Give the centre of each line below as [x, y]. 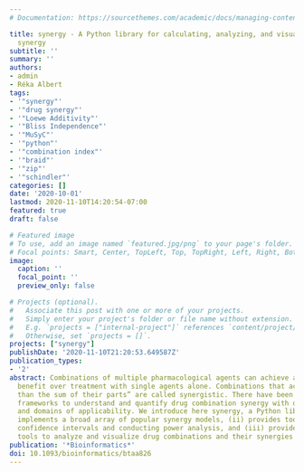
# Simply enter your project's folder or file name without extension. [152, 319]
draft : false [34, 219]
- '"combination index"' [56, 152]
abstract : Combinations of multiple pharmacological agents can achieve [149, 378]
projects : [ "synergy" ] [52, 345]
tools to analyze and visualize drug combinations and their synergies [156, 437]
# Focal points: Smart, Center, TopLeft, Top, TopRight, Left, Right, [145, 252]
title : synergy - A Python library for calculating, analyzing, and [141, 34]
